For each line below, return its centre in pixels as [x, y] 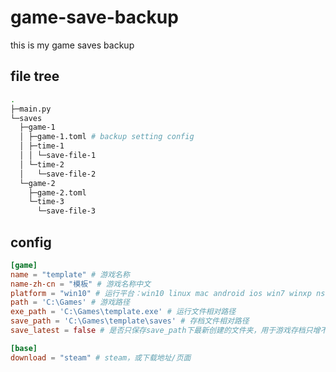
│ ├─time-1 [42, 146]
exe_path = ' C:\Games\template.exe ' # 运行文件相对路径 [123, 312]
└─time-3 [46, 202]
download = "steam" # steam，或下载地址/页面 [101, 357]
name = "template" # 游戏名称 [70, 274]
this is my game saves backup [72, 45]
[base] [24, 348]
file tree [35, 76]
